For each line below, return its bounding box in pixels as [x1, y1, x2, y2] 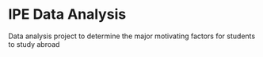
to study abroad [8, 39, 60, 48]
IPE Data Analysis [8, 5, 127, 23]
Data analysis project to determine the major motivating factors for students [8, 31, 256, 41]
